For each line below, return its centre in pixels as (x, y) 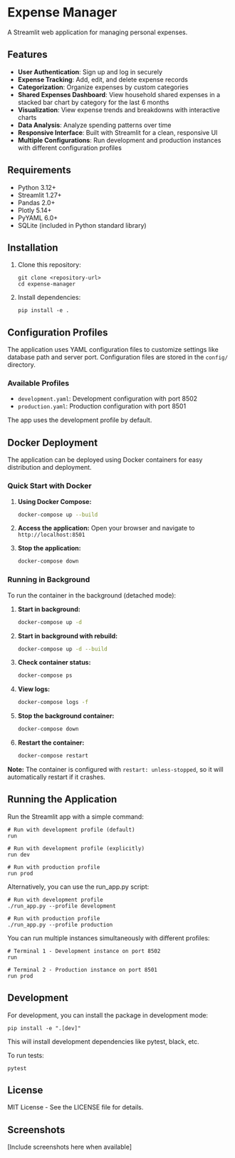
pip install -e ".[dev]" (44, 1028)
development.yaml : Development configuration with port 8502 (108, 399)
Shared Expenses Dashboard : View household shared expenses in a (119, 94)
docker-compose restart (53, 756)
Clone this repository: (49, 265)
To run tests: (26, 1055)
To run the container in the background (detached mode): (92, 595)
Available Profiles (38, 383)
